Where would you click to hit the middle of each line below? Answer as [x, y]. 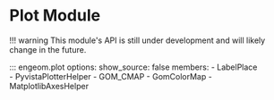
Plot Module [55, 16]
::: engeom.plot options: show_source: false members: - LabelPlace [133, 67]
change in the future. [48, 49]
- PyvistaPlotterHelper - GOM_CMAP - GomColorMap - [111, 76]
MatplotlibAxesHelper [49, 86]
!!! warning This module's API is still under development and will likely [137, 40]
